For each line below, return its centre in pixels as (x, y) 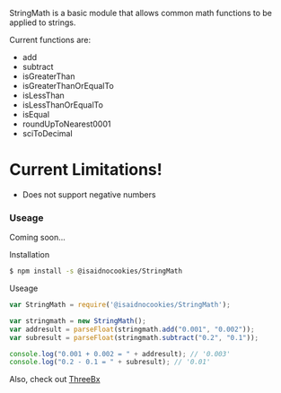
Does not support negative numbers (89, 194)
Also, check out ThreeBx (55, 380)
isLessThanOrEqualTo (62, 105)
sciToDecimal (48, 133)
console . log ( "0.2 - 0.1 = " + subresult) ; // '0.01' (110, 362)
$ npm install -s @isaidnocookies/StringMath (96, 271)
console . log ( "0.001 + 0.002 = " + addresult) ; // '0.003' (120, 354)
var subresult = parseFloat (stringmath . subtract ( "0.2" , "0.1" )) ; (134, 337)
